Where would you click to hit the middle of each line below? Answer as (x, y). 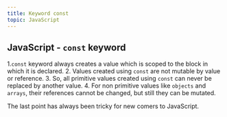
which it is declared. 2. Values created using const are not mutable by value (114, 71)
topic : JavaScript (33, 20)
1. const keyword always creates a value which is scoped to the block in (108, 64)
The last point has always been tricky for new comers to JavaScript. (103, 106)
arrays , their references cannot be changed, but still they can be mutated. (111, 93)
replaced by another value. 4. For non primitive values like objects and (107, 86)
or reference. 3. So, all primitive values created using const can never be (110, 79)
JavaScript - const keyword (67, 48)
